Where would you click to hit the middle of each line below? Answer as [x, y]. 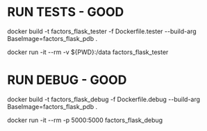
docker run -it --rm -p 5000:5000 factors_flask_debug [85, 120]
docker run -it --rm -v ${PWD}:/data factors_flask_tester [88, 52]
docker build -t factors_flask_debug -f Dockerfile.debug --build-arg [104, 99]
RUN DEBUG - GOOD [67, 80]
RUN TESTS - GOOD [66, 12]
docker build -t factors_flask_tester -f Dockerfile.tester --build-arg [102, 31]
